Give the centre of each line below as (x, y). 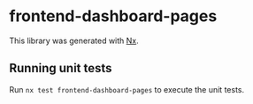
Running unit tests (61, 68)
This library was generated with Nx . (74, 41)
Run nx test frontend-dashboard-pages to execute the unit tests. (127, 89)
